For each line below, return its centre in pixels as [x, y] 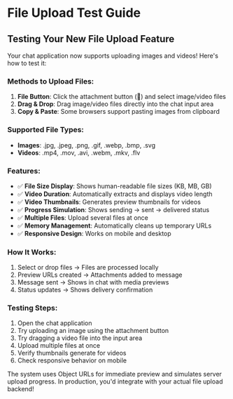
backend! [21, 389]
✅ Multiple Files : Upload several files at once [83, 217]
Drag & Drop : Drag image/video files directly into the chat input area [115, 104]
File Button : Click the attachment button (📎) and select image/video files [121, 97]
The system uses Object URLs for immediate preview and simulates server [115, 374]
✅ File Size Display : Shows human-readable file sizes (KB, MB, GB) [114, 186]
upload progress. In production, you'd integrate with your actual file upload [115, 381]
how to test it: [27, 63]
